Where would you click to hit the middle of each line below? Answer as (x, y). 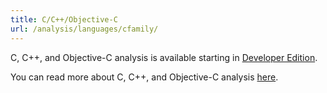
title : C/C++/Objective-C (64, 19)
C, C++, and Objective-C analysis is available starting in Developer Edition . (164, 57)
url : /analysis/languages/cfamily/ (84, 29)
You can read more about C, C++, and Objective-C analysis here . (144, 77)
